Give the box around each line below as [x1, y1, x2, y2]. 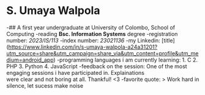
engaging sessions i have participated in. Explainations [6, 69, 145, 76]
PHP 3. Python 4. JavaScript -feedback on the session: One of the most [6, 62, 188, 70]
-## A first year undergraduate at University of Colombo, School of [6, 24, 176, 31]
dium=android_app [6, 56, 54, 63]
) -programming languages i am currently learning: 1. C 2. [53, 56, 198, 63]
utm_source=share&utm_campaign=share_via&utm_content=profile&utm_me [6, 49, 199, 57]
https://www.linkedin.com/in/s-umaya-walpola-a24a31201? [8, 43, 158, 51]
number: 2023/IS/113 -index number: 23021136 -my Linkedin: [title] [6, 37, 175, 44]
